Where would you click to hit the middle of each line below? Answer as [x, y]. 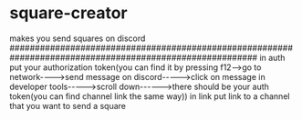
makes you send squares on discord [78, 38]
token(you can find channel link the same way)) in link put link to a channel [150, 96]
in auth [272, 57]
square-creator [68, 13]
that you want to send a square [68, 105]
